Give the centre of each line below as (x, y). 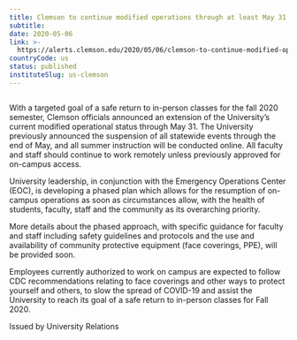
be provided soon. (42, 254)
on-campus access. (46, 163)
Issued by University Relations (64, 326)
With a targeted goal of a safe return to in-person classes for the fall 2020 (144, 108)
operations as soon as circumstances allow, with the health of (152, 200)
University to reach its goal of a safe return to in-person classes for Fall (139, 299)
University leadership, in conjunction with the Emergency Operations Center (148, 181)
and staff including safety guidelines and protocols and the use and (132, 236)
